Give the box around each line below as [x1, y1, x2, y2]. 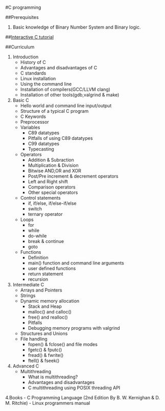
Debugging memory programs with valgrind [28, 325, 120, 331]
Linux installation [20, 76, 56, 81]
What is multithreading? [28, 374, 78, 380]
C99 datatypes [28, 140, 60, 147]
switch [28, 206, 42, 211]
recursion [28, 276, 49, 282]
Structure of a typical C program [20, 108, 89, 114]
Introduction [12, 54, 39, 60]
